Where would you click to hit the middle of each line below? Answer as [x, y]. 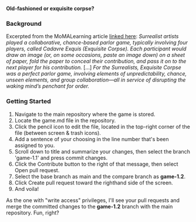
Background [24, 23]
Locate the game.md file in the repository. [65, 120]
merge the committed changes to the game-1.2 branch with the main [89, 206]
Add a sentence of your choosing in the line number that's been [92, 139]
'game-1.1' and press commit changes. [61, 158]
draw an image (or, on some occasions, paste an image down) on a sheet [96, 55]
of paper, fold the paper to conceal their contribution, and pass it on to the [96, 62]
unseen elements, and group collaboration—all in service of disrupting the [96, 80]
